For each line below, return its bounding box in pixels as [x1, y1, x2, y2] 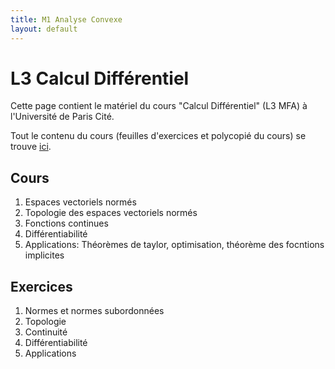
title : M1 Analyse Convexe [10, 14, 123, 25]
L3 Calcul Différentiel [10, 67, 190, 90]
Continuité [24, 326, 68, 338]
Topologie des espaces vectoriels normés [24, 207, 198, 219]
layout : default [10, 24, 78, 34]
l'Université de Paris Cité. [10, 111, 115, 123]
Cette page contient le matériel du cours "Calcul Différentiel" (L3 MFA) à [10, 100, 308, 112]
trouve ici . [10, 141, 52, 153]
